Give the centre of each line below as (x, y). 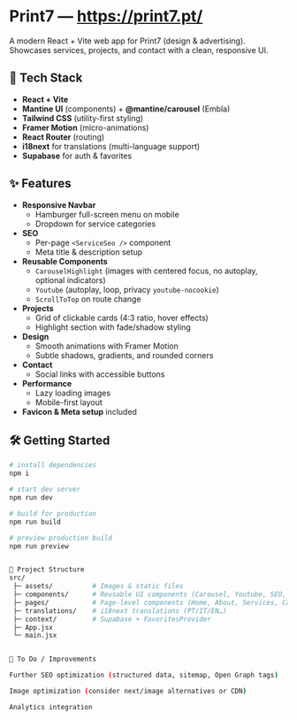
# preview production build (61, 538)
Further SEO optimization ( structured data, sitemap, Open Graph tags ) (144, 675)
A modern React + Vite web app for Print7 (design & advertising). (127, 41)
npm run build (35, 522)
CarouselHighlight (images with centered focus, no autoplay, (146, 271)
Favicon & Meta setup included (79, 411)
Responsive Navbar (59, 204)
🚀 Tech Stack (46, 78)
